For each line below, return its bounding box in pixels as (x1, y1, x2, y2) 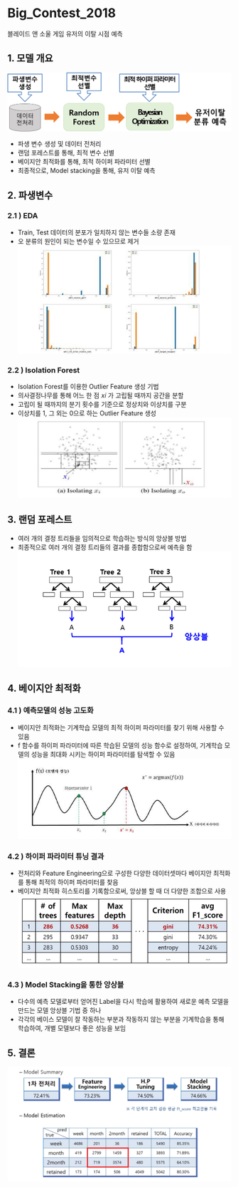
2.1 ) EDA (7, 211, 38, 221)
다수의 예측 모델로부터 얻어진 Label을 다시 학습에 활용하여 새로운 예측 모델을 (17, 997, 229, 1006)
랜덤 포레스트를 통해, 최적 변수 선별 (17, 148, 115, 157)
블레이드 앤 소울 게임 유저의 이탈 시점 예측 (7, 29, 123, 38)
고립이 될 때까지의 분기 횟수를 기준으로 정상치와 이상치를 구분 (17, 400, 187, 409)
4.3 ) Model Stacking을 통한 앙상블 (7, 980, 124, 990)
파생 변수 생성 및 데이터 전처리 (17, 140, 102, 148)
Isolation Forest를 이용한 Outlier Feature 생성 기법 (17, 383, 159, 391)
